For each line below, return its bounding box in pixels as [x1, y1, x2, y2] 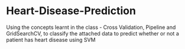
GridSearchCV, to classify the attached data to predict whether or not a [6, 30, 179, 37]
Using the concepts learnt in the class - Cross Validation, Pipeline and [6, 24, 176, 31]
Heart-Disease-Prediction [6, 4, 136, 18]
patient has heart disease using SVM [6, 36, 96, 43]
